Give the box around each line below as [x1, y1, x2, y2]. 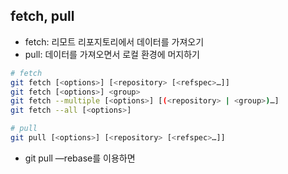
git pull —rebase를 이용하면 [24, 152, 136, 164]
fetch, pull [10, 8, 75, 25]
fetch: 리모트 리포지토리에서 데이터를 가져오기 [24, 35, 205, 48]
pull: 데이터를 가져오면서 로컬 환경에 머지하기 [24, 48, 200, 60]
